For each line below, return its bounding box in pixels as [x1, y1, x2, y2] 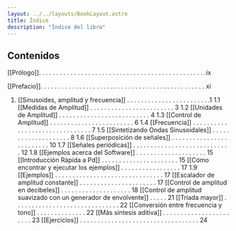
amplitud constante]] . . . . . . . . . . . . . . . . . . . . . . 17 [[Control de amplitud [17, 178, 228, 187]
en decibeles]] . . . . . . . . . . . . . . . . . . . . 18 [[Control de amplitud [17, 186, 202, 194]
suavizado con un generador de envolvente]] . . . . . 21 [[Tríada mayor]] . [17, 194, 228, 202]
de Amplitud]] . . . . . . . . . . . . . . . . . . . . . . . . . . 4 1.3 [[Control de [17, 111, 201, 119]
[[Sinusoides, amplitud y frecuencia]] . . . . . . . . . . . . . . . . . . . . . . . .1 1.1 [17, 96, 220, 105]
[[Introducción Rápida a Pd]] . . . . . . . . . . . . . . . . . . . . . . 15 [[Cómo [17, 156, 210, 165]
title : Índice [7, 17, 49, 24]
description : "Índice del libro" [7, 23, 106, 30]
